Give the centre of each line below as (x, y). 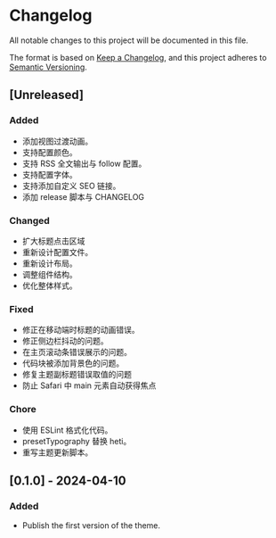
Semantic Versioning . (48, 67)
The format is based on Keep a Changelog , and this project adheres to (138, 57)
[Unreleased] (47, 95)
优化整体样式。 (49, 286)
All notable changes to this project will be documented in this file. (129, 40)
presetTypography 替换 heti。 (77, 441)
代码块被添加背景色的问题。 (73, 363)
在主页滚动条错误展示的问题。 (77, 352)
